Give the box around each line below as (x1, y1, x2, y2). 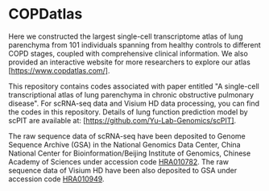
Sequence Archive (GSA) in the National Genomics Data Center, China (8, 139, 241, 149)
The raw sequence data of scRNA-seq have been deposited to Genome (8, 131, 246, 141)
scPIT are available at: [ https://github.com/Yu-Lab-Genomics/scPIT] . (8, 115, 237, 125)
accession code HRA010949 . (8, 174, 105, 184)
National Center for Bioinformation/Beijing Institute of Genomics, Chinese (8, 148, 251, 158)
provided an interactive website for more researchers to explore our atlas (8, 57, 251, 67)
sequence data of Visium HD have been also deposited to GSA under (8, 165, 238, 175)
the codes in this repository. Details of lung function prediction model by (8, 106, 248, 117)
